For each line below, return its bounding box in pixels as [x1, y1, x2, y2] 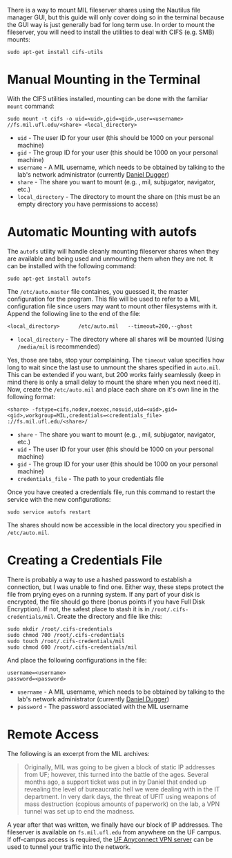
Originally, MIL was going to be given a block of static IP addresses [23, 762, 215, 771]
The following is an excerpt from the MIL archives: [7, 749, 150, 758]
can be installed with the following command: [7, 261, 136, 270]
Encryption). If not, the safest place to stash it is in [7, 604, 150, 613]
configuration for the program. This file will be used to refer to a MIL [7, 295, 200, 303]
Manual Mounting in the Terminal [7, 72, 201, 87]
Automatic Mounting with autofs [7, 225, 197, 240]
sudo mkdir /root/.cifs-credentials [7, 625, 113, 633]
